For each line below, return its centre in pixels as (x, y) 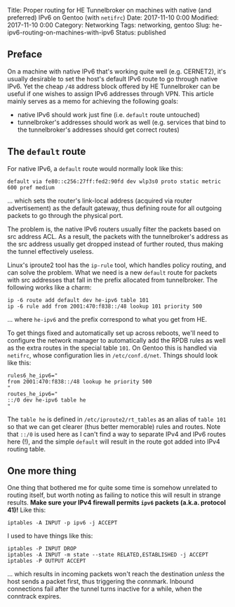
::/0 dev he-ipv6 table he (47, 400)
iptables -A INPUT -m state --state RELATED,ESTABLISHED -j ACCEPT (108, 555)
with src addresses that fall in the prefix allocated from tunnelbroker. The (113, 280)
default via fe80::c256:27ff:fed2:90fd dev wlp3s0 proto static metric (114, 182)
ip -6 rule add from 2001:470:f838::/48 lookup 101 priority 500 (105, 306)
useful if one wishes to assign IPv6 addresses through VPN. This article (110, 93)
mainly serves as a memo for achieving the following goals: (93, 101)
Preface (25, 54)
